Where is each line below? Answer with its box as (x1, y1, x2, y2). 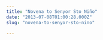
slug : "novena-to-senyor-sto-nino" (6, 19, 95, 25)
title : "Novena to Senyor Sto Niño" (6, 8, 98, 15)
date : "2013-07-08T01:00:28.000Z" (6, 14, 93, 20)
